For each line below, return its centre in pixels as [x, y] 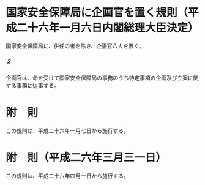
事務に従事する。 [38, 85]
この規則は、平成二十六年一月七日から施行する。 [67, 130]
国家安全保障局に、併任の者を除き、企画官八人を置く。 [75, 46]
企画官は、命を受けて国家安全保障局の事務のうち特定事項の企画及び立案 [97, 78]
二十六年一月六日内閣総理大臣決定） [108, 28]
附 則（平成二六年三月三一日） [86, 158]
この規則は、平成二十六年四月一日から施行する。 [67, 176]
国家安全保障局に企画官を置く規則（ [97, 13]
